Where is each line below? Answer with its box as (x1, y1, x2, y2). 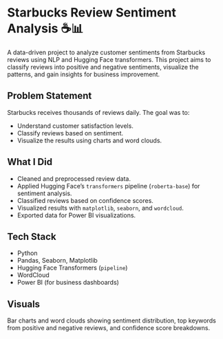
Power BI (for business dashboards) (17, 278, 119, 287)
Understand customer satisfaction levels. (17, 122, 134, 130)
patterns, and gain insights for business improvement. (7, 70, 160, 78)
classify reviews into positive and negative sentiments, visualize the (7, 63, 199, 71)
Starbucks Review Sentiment (7, 5, 177, 21)
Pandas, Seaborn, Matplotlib (17, 256, 98, 265)
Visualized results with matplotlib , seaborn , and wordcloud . (17, 204, 184, 212)
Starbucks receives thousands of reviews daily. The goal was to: (7, 108, 190, 116)
